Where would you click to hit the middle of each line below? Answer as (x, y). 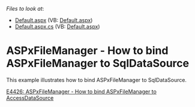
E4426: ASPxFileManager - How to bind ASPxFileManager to (82, 91)
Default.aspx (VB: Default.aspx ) (54, 20)
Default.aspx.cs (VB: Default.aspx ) (57, 27)
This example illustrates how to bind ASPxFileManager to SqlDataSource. (97, 80)
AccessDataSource (30, 97)
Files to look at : (25, 9)
